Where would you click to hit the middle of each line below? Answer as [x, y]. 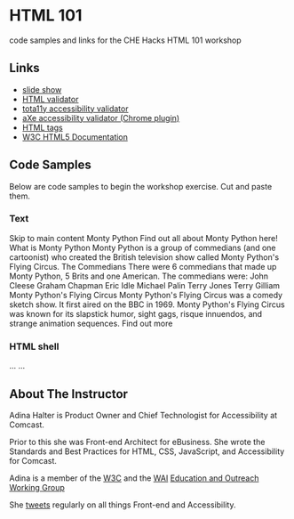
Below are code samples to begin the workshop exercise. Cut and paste [141, 186]
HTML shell [34, 346]
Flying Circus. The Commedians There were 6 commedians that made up [143, 266]
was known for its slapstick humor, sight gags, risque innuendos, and [136, 313]
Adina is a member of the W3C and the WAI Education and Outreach [134, 478]
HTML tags [43, 127]
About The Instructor [69, 394]
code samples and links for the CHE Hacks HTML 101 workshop [125, 40]
